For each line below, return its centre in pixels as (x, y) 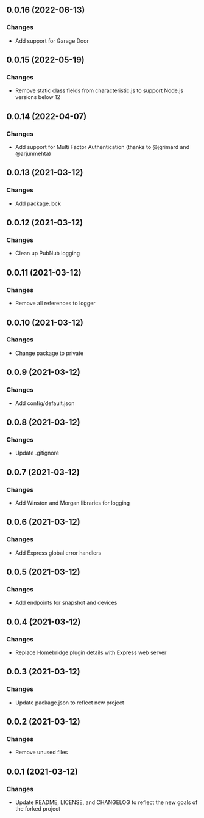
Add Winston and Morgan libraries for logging (72, 503)
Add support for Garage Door (52, 41)
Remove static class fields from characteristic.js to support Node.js (99, 90)
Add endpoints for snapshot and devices (66, 603)
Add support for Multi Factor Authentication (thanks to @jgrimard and (102, 147)
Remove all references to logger (55, 303)
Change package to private (49, 353)
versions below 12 (38, 97)
